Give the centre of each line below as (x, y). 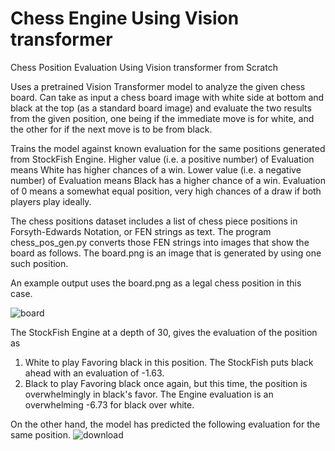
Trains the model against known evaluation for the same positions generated (168, 148)
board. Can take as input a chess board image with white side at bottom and (167, 97)
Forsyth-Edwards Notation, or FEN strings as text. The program (141, 231)
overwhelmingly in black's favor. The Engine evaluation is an (149, 394)
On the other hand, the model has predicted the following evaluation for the (165, 424)
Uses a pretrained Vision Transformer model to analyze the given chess (158, 86)
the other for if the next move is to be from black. (111, 129)
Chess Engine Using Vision (125, 18)
